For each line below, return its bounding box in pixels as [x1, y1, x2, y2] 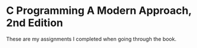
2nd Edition [6, 16, 64, 29]
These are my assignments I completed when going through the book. [6, 35, 177, 42]
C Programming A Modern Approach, [6, 4, 192, 17]
